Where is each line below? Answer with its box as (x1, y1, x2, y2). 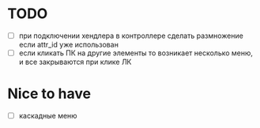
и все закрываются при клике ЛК (18, 57, 132, 67)
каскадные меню (18, 111, 77, 120)
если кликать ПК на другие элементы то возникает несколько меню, (18, 48, 254, 58)
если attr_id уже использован (18, 40, 119, 49)
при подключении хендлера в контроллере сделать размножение (18, 31, 244, 40)
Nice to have (7, 85, 92, 103)
